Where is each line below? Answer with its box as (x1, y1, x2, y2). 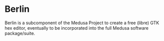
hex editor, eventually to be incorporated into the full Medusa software (4, 25, 149, 31)
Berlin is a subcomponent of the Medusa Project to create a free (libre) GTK (4, 20, 160, 26)
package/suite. (4, 30, 35, 36)
